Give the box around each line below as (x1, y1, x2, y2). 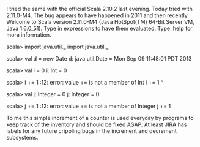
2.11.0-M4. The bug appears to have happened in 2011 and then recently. (6, 12, 190, 19)
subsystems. (6, 134, 39, 141)
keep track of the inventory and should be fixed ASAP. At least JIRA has (6, 121, 187, 128)
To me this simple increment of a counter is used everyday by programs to (6, 115, 194, 121)
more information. (6, 31, 51, 39)
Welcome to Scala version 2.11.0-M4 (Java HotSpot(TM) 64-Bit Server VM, (6, 18, 194, 25)
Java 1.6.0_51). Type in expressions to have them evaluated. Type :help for (6, 24, 193, 32)
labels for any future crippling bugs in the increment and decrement (6, 127, 177, 134)
